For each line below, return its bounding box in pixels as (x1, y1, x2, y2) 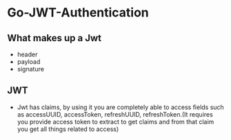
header (17, 50, 38, 58)
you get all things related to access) (17, 125, 119, 133)
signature (17, 65, 45, 73)
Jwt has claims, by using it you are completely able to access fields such (17, 103, 224, 111)
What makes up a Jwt (7, 32, 102, 44)
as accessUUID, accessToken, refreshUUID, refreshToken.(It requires (17, 110, 214, 118)
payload (17, 58, 41, 66)
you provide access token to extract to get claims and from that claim (17, 117, 214, 126)
